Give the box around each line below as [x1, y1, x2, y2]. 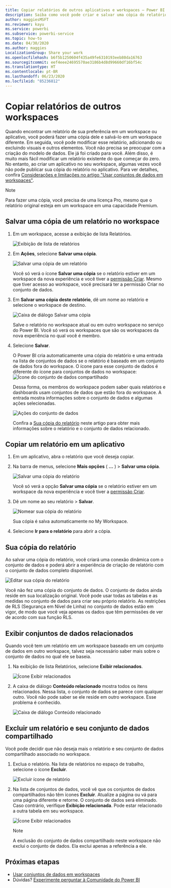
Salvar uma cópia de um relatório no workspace [5, 217, 160, 226]
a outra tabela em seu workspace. [12, 807, 84, 814]
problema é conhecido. [12, 699, 62, 705]
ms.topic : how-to [5, 36, 42, 41]
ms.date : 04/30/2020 [5, 41, 49, 46]
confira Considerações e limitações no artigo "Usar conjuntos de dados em [5, 171, 163, 178]
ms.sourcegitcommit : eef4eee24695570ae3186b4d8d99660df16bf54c [5, 60, 142, 65]
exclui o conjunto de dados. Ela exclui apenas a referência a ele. [12, 843, 148, 849]
